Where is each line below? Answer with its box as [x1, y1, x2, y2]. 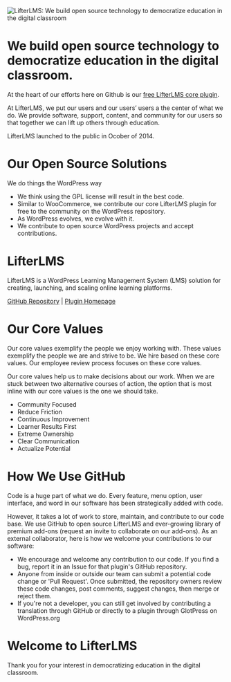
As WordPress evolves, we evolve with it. [17, 214, 135, 223]
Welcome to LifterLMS [7, 638, 138, 654]
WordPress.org [17, 614, 60, 622]
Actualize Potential [17, 444, 71, 452]
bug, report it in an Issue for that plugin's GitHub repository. [17, 562, 187, 571]
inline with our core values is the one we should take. [7, 387, 158, 395]
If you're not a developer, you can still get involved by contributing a [17, 599, 211, 607]
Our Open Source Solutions [7, 156, 167, 172]
